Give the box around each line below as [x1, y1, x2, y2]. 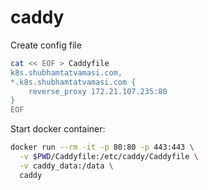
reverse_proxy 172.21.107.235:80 [28, 86, 168, 96]
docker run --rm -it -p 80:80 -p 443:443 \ [10, 142, 195, 153]
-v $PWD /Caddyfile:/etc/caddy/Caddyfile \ [19, 152, 199, 162]
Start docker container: [10, 123, 106, 135]
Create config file [10, 39, 82, 51]
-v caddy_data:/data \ [19, 161, 114, 171]
